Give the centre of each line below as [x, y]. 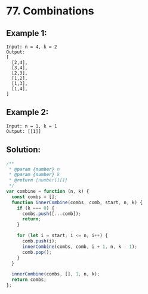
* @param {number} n [34, 169]
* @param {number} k [34, 175]
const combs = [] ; [35, 197]
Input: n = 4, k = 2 [32, 47]
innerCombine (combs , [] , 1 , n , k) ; [56, 274]
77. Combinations [50, 11]
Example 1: [27, 33]
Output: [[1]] [24, 131]
